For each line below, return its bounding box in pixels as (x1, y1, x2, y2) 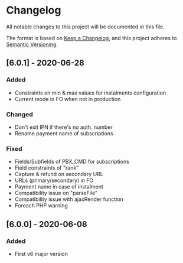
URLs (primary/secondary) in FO (14, 177, 94, 184)
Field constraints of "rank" (14, 164, 79, 171)
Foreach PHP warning (14, 202, 68, 209)
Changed (6, 110, 34, 118)
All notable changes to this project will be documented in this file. (6, 23, 165, 30)
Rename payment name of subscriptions (14, 129, 113, 137)
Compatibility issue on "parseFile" (14, 190, 98, 197)
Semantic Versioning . (6, 41, 58, 48)
